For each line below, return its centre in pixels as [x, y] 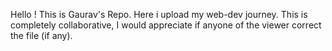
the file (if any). [41, 35]
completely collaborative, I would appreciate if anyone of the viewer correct [166, 25]
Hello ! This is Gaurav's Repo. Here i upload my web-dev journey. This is [159, 14]
